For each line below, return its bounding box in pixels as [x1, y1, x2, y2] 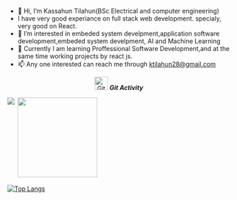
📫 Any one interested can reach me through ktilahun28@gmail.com [17, 60, 216, 68]
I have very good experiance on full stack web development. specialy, [17, 14, 221, 23]
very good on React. [17, 22, 77, 30]
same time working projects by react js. [17, 52, 133, 60]
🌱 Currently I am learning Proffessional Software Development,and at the [17, 45, 230, 52]
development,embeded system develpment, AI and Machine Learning [17, 37, 221, 45]
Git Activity [109, 84, 144, 91]
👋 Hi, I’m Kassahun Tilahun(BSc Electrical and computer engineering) [17, 7, 219, 15]
